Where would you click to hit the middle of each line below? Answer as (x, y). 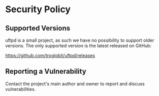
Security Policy (38, 9)
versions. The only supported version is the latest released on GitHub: (78, 46)
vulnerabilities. (21, 89)
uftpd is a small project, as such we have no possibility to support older (80, 40)
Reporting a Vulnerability (46, 71)
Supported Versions (38, 28)
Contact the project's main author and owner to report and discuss (75, 84)
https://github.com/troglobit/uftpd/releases (50, 55)
